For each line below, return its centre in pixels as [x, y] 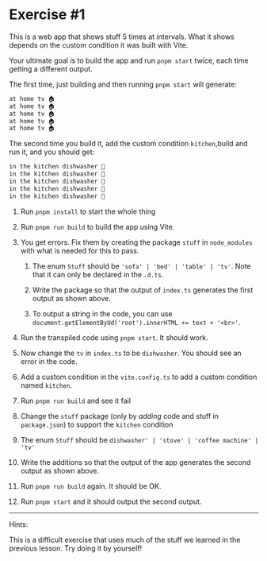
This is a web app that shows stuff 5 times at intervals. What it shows [122, 37]
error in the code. [49, 361]
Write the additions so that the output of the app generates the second [135, 462]
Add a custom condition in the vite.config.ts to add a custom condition [139, 377]
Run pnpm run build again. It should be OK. [91, 486]
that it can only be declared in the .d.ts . [98, 274]
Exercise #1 [47, 15]
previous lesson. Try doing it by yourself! [76, 548]
